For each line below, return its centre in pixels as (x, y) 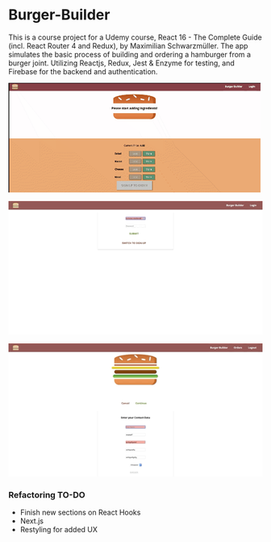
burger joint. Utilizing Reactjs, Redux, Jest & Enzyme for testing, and (122, 63)
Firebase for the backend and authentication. (83, 71)
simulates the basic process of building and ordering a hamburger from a (130, 54)
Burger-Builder (59, 15)
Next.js (32, 521)
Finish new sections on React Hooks (80, 513)
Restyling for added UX (59, 530)
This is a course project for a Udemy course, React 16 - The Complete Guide (135, 37)
